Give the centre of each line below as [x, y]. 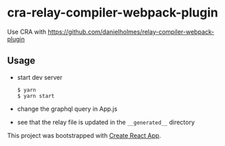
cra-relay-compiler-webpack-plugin [113, 13]
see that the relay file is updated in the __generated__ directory [106, 122]
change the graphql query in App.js [67, 109]
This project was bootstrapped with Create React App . [84, 135]
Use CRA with [27, 32]
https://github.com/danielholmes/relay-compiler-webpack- [131, 32]
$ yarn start [36, 96]
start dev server [40, 77]
